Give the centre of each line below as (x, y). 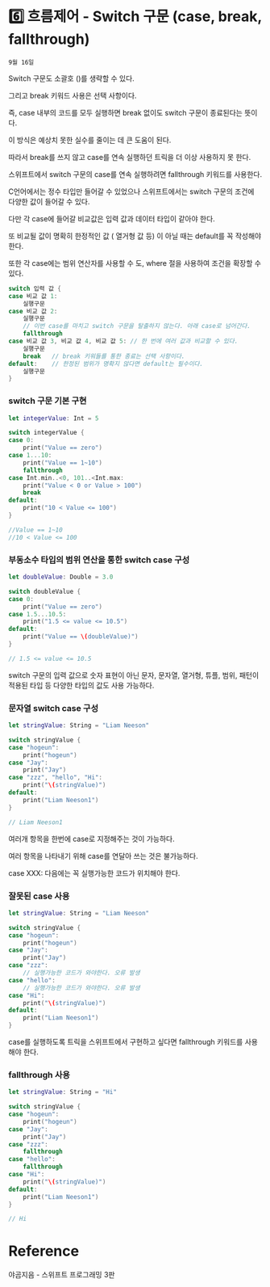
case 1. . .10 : (30, 456)
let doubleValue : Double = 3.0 (61, 577)
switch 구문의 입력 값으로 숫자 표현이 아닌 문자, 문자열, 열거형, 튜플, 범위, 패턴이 (134, 675)
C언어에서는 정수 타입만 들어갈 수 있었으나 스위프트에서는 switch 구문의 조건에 (131, 191)
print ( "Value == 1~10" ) (63, 463)
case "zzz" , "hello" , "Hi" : (56, 778)
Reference (44, 1251)
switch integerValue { (46, 433)
